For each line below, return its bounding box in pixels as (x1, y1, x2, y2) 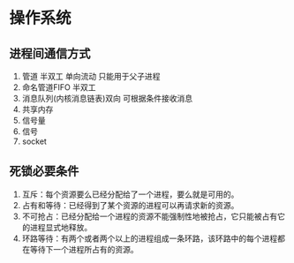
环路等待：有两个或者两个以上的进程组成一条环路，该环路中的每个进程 (21, 233, 278, 244)
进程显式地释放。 (29, 222, 93, 232)
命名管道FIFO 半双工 (21, 82, 96, 93)
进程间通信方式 (9, 46, 91, 61)
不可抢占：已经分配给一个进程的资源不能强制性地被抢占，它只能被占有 (21, 211, 278, 222)
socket (21, 136, 47, 147)
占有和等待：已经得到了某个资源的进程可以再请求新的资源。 (21, 199, 239, 210)
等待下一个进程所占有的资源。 (29, 244, 139, 254)
